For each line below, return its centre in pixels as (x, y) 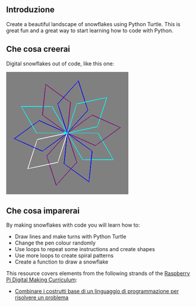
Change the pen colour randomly (55, 243)
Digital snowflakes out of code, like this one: (60, 63)
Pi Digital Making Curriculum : (42, 280)
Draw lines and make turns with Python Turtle (70, 237)
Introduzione (31, 10)
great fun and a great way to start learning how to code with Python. (90, 30)
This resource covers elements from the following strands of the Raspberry (98, 274)
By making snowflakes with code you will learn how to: (73, 225)
